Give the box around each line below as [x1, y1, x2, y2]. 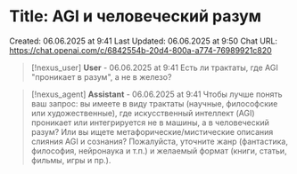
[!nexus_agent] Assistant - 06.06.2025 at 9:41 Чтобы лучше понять [30, 89, 283, 99]
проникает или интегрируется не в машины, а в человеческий [30, 117, 270, 128]
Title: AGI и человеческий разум [9, 6, 261, 27]
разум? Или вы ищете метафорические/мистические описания [30, 126, 274, 137]
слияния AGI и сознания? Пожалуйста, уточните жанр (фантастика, [30, 136, 288, 146]
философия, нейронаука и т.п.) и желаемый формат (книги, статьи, [30, 145, 287, 156]
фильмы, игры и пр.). [30, 154, 111, 165]
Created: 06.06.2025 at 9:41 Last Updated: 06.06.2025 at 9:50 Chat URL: [9, 36, 278, 46]
